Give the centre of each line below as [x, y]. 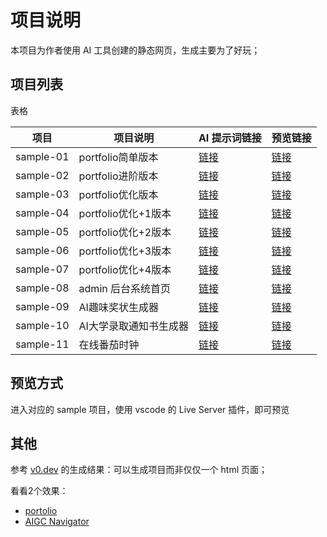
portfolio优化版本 [118, 194]
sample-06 [42, 250]
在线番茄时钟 [109, 344]
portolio [41, 511]
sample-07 [42, 269]
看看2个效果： [39, 491]
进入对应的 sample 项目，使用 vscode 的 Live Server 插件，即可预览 [150, 409]
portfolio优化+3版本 [125, 251]
